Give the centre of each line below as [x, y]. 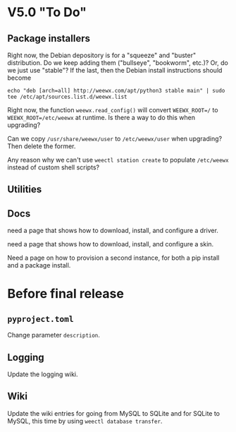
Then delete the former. [42, 146]
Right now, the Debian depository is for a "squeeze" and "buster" [101, 55]
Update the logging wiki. [43, 374]
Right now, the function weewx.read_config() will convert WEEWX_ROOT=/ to [113, 110]
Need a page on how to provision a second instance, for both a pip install [113, 258]
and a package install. [39, 265]
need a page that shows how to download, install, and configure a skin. [111, 244]
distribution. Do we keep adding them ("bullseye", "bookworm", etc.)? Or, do [118, 63]
